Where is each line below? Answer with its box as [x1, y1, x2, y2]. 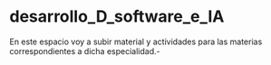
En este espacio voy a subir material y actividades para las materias [9, 36, 263, 47]
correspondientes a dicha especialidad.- [9, 45, 160, 56]
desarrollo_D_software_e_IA [9, 6, 225, 27]
